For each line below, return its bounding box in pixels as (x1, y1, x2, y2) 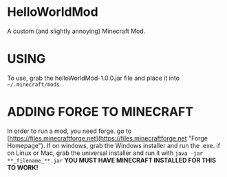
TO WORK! (7, 163, 39, 171)
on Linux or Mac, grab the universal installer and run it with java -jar (7, 149, 203, 157)
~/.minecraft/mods (7, 81, 60, 88)
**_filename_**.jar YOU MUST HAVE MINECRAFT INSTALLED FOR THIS (7, 156, 217, 164)
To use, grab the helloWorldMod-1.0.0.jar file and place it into (7, 74, 180, 82)
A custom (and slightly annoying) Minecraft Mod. (7, 27, 146, 35)
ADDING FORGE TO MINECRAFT (7, 104, 194, 120)
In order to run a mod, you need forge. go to (7, 127, 132, 135)
